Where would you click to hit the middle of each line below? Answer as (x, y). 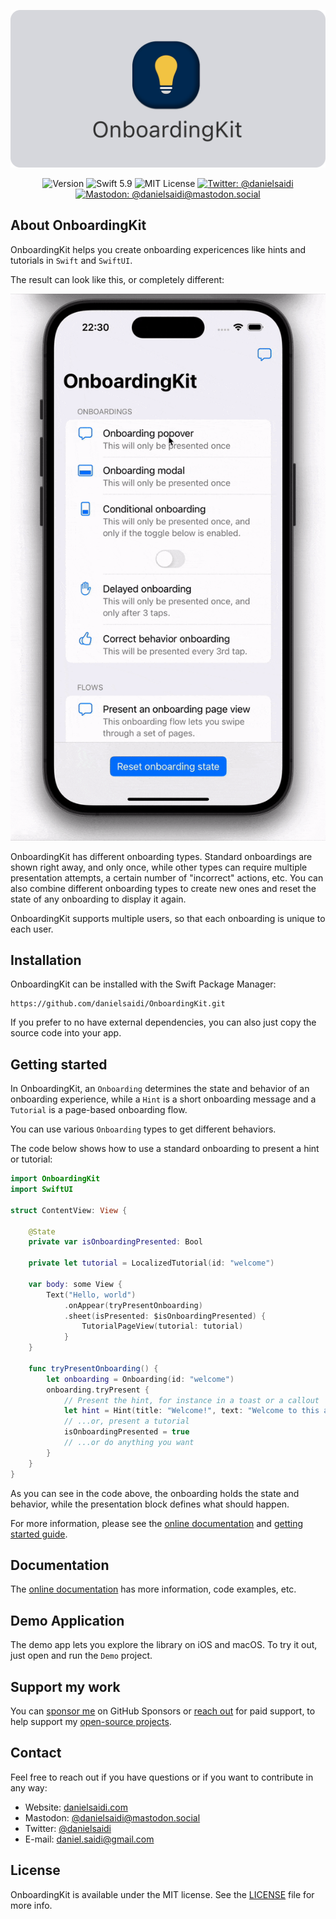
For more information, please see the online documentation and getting (157, 1523)
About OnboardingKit (78, 225)
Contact (36, 1753)
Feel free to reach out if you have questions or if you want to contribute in (162, 1777)
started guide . (39, 1534)
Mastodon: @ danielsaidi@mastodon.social (112, 1817)
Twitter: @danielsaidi (68, 1828)
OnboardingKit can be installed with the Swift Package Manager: (143, 984)
